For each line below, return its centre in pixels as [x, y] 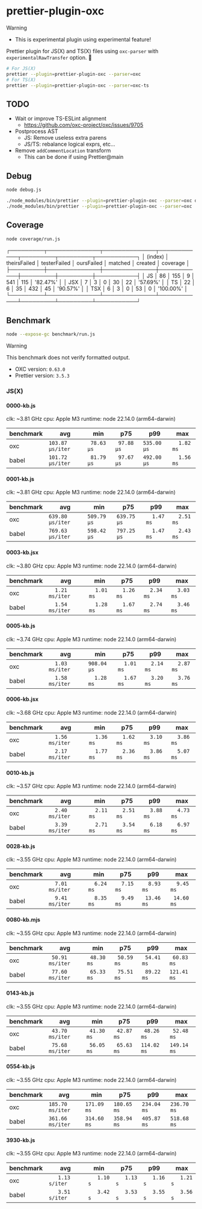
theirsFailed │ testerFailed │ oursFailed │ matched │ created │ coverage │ [98, 263]
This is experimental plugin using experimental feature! [83, 39]
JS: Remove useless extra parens [65, 138]
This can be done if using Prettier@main [74, 157]
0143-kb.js [20, 993]
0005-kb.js [21, 626]
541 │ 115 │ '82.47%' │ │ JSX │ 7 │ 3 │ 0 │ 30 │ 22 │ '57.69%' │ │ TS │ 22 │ [101, 282]
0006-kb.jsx [23, 699]
